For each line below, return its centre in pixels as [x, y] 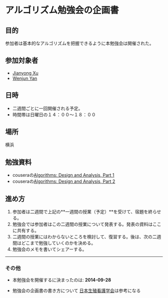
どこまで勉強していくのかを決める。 [58, 243]
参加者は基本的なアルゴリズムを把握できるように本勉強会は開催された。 [79, 43]
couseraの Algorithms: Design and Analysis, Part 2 [64, 181]
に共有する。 [25, 230]
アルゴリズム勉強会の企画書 [62, 10]
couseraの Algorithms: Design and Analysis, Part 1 [63, 175]
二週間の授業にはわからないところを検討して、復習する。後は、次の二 [84, 237]
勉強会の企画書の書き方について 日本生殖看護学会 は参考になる [76, 290]
